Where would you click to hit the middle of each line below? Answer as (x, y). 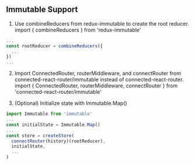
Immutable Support (42, 10)
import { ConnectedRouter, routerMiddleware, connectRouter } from (96, 86)
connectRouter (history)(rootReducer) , (59, 141)
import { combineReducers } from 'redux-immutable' (78, 30)
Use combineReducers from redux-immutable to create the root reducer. (102, 23)
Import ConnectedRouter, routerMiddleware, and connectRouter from (98, 73)
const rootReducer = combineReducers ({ (55, 46)
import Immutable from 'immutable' (49, 114)
